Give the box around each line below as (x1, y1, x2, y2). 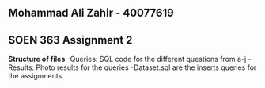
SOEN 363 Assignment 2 (8, 33, 133, 47)
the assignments (8, 71, 62, 81)
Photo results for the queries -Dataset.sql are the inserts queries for (36, 63, 257, 72)
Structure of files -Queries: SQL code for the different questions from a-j (8, 55, 247, 64)
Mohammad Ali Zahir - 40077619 (8, 6, 174, 20)
